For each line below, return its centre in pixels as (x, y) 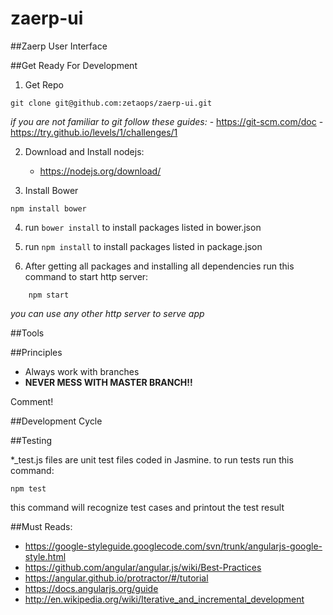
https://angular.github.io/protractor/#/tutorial (116, 578)
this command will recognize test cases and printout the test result (147, 507)
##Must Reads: (41, 526)
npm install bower (48, 208)
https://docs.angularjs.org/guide (91, 588)
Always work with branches (82, 371)
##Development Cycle (56, 421)
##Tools (27, 333)
